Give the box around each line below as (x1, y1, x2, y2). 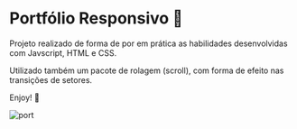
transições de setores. (9, 74, 93, 85)
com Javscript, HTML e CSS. (9, 47, 117, 58)
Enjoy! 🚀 (9, 92, 41, 103)
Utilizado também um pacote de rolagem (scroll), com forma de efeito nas (9, 65, 284, 76)
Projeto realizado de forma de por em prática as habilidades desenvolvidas (9, 38, 288, 49)
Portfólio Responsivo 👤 (9, 8, 183, 29)
